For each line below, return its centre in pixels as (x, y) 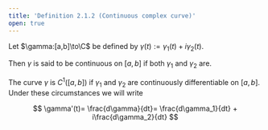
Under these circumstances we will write (76, 92)
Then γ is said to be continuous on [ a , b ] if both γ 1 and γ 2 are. (110, 65)
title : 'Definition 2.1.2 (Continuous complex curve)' (102, 16)
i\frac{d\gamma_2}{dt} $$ (135, 116)
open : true (27, 23)
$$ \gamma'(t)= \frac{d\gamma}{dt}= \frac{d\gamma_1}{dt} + (135, 108)
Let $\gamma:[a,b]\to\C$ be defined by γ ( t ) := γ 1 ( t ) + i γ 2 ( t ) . (106, 47)
